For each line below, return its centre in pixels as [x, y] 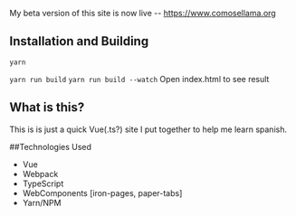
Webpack [40, 174]
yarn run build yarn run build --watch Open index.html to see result [139, 79]
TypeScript [43, 183]
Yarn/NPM [42, 202]
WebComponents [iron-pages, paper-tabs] [102, 193]
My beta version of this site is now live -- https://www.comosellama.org [143, 13]
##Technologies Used [51, 146]
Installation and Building [79, 41]
